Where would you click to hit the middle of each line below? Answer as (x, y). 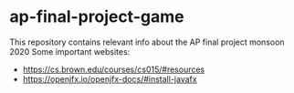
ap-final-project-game (97, 17)
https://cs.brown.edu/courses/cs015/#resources (114, 69)
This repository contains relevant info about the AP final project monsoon (147, 42)
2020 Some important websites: (70, 51)
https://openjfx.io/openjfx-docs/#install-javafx (110, 78)
